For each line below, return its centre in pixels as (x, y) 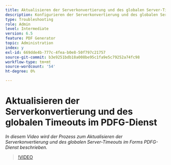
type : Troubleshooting (29, 19)
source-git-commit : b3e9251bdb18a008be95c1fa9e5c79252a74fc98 (73, 57)
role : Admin (18, 24)
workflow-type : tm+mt (28, 62)
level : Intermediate (27, 29)
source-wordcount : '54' (31, 67)
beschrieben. (33, 147)
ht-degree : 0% (20, 72)
